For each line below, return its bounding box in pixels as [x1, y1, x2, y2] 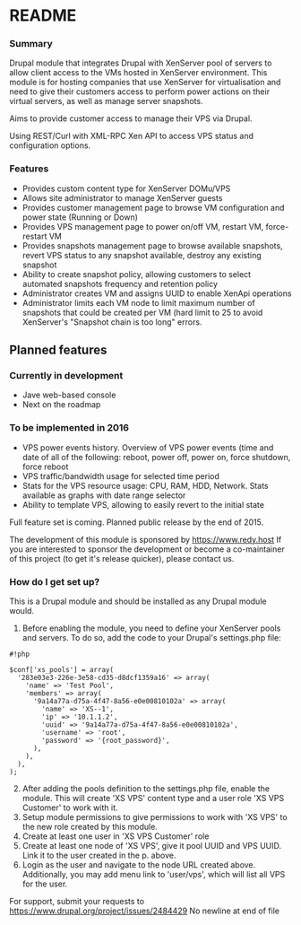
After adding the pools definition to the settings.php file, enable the [21, 783, 271, 794]
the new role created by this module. [21, 822, 159, 833]
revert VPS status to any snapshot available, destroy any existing [21, 249, 262, 260]
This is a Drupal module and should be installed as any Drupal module [9, 596, 267, 606]
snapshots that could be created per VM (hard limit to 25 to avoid [21, 307, 263, 318]
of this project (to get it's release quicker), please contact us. [9, 553, 235, 563]
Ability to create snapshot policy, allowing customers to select [21, 268, 252, 279]
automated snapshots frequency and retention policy [21, 278, 218, 289]
